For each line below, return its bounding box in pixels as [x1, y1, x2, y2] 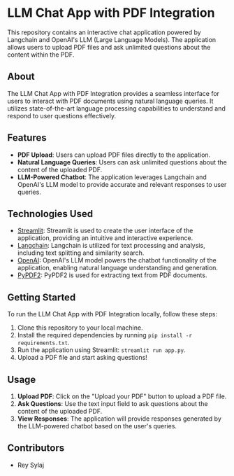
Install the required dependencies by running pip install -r [17, 331, 192, 339]
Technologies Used [7, 208, 93, 220]
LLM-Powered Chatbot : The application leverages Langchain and [17, 173, 207, 181]
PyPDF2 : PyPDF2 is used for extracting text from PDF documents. [17, 271, 207, 279]
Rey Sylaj [17, 461, 44, 469]
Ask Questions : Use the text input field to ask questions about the [17, 400, 208, 407]
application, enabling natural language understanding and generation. [17, 264, 219, 272]
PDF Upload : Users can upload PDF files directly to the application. [17, 150, 211, 159]
